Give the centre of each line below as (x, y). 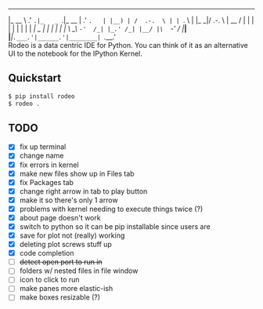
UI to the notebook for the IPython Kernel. (76, 53)
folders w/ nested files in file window (79, 271)
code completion (47, 253)
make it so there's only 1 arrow (69, 200)
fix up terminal (43, 147)
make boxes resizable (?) (59, 297)
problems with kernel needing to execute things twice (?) (111, 209)
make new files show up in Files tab (77, 173)
